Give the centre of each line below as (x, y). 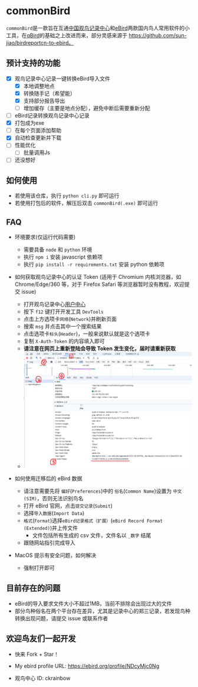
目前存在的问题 (33, 588)
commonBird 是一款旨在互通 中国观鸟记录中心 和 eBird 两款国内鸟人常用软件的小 (98, 28)
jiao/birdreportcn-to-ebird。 (40, 43)
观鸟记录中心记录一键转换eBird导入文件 (62, 79)
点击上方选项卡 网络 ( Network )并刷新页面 (70, 319)
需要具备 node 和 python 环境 (58, 250)
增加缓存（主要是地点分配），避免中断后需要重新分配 (87, 108)
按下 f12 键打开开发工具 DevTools (64, 312)
